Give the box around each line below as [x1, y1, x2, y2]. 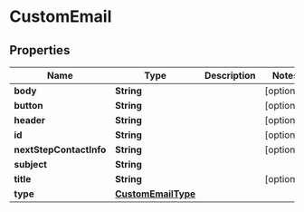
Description [204, 70, 256, 82]
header [14, 114, 46, 126]
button [14, 100, 43, 111]
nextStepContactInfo [14, 143, 107, 156]
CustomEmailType [114, 188, 196, 200]
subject [14, 159, 48, 170]
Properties [9, 43, 71, 58]
